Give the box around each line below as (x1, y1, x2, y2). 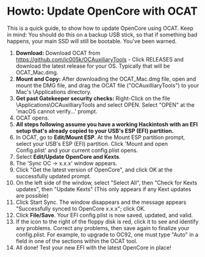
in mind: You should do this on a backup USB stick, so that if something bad (7, 31, 198, 38)
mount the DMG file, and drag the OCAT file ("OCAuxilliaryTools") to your (15, 81, 200, 89)
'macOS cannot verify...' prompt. (15, 107, 98, 115)
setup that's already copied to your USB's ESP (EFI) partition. (15, 127, 174, 134)
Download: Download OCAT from (15, 49, 101, 56)
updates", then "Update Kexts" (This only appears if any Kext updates (15, 185, 192, 193)
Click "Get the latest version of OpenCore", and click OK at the (15, 166, 173, 173)
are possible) (15, 192, 49, 199)
